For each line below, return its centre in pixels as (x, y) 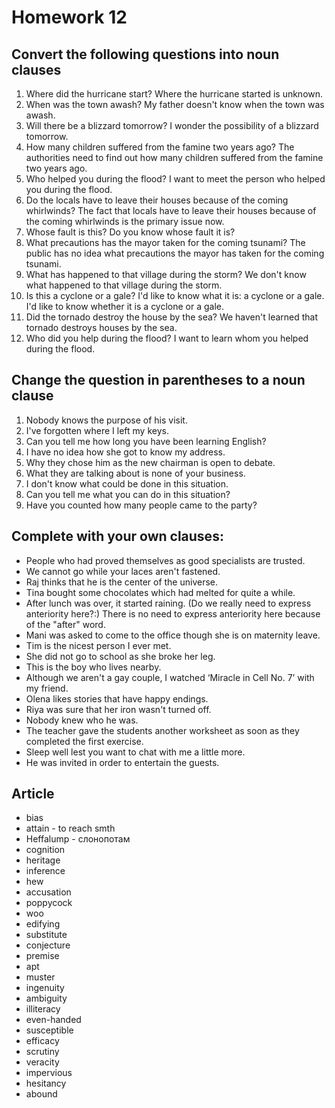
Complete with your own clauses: (117, 536)
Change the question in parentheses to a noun (158, 380)
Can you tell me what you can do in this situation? (128, 494)
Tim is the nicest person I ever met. (98, 645)
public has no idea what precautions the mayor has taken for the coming (175, 253)
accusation (48, 892)
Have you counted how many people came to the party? (141, 505)
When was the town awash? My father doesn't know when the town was (175, 104)
